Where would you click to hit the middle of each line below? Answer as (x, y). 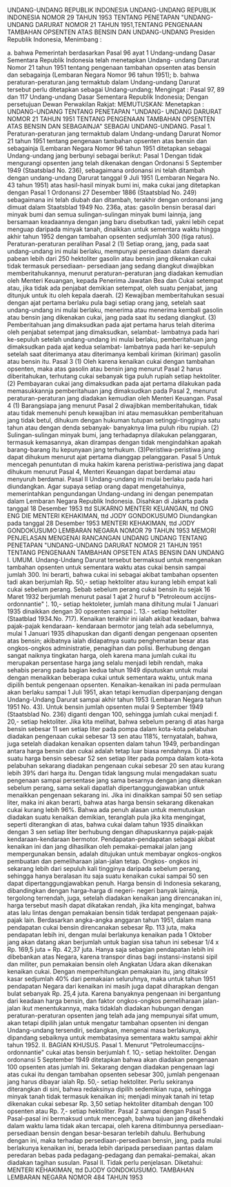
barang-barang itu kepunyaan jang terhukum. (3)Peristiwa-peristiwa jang (111, 450)
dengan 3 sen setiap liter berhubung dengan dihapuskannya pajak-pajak (110, 832)
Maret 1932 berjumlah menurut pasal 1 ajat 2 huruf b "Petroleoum (100, 597)
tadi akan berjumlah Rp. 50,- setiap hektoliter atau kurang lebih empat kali (112, 582)
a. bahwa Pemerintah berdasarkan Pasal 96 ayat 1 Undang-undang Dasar (111, 53)
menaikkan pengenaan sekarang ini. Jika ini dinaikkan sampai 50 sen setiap (115, 795)
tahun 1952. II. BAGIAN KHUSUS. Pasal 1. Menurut (78, 1045)
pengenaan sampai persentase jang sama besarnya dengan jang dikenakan (114, 780)
